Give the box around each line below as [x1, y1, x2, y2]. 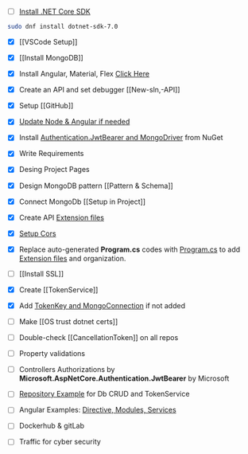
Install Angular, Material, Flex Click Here [18, 69, 150, 79]
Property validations [18, 349, 85, 358]
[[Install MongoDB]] [18, 53, 84, 62]
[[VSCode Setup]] [18, 37, 78, 46]
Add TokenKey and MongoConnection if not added [18, 300, 186, 310]
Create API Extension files [18, 213, 105, 222]
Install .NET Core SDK [18, 7, 91, 16]
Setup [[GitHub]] [18, 101, 74, 111]
